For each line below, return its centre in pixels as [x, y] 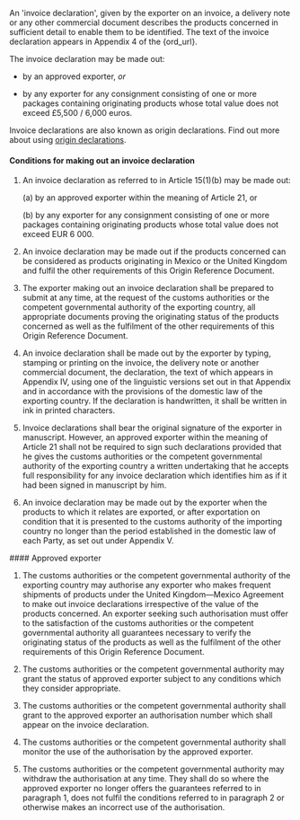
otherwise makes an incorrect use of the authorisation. [124, 807]
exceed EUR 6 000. [58, 234]
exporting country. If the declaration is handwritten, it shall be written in [154, 401]
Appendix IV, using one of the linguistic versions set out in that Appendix [157, 382]
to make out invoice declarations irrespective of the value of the [140, 604]
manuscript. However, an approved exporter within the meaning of [145, 437]
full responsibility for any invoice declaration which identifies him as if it [154, 476]
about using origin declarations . [68, 140]
